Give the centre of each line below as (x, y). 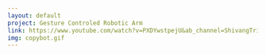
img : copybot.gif (36, 38)
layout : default (34, 15)
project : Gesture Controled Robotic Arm (75, 23)
